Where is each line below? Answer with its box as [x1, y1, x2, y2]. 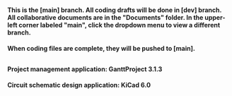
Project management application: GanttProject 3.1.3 [7, 64, 163, 73]
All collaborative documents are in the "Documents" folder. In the [7, 13, 204, 21]
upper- [204, 13, 226, 21]
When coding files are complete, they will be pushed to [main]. [7, 44, 196, 53]
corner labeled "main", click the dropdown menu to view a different [18, 20, 221, 29]
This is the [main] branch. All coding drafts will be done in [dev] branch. [7, 6, 222, 14]
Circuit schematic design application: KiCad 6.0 [7, 81, 151, 90]
